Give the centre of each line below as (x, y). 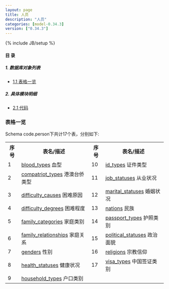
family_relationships (45, 234)
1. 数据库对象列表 (23, 68)
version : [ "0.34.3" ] (27, 29)
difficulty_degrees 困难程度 (53, 208)
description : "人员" (26, 19)
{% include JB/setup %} (30, 43)
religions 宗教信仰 (126, 252)
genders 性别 (37, 252)
